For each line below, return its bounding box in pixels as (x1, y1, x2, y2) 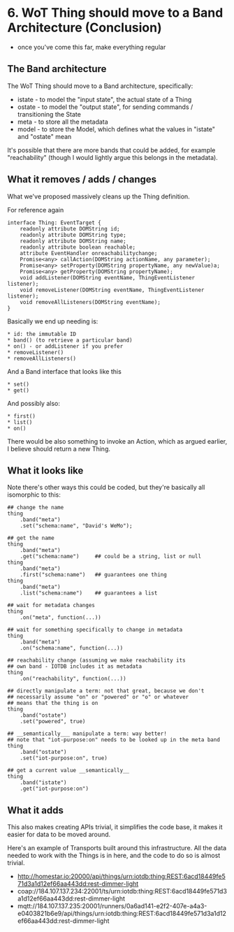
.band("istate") (20, 779, 68, 787)
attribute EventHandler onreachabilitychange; (20, 249, 158, 256)
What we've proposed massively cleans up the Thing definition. (7, 192, 190, 201)
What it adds (7, 804, 64, 816)
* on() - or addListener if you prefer (7, 342, 124, 350)
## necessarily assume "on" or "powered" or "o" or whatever (7, 694, 189, 701)
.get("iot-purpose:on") (20, 785, 89, 792)
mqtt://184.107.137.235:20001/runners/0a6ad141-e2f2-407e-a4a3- (17, 902, 207, 910)
